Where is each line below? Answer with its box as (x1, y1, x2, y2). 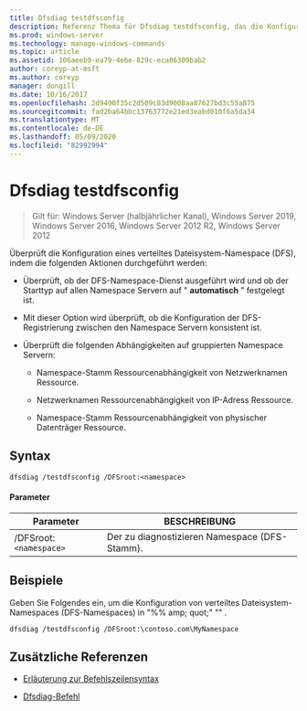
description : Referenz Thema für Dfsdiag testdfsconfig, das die (9, 22, 263, 31)
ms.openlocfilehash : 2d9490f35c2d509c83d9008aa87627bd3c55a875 (9, 98, 256, 108)
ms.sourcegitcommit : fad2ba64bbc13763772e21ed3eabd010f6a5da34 (9, 107, 256, 116)
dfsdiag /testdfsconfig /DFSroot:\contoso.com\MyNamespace (9, 624, 239, 633)
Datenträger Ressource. (36, 421, 126, 432)
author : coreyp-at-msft (9, 65, 101, 74)
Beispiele (9, 573, 64, 589)
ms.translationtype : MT (9, 115, 101, 124)
